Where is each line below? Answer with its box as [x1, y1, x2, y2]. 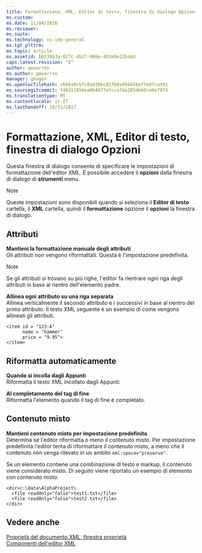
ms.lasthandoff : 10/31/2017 [6, 104, 77, 110]
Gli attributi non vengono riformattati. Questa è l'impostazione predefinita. [6, 251, 189, 259]
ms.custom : [6, 14, 34, 20]
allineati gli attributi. [6, 312, 55, 319]
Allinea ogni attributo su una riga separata [6, 293, 114, 300]
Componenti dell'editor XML [6, 540, 76, 547]
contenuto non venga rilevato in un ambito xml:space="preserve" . [6, 449, 168, 456]
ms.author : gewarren [6, 70, 58, 77]
